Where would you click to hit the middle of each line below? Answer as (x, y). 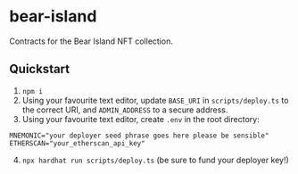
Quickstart (40, 69)
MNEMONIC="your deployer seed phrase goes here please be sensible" (139, 136)
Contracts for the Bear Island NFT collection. (91, 41)
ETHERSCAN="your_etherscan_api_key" (77, 143)
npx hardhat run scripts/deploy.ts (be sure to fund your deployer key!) (156, 160)
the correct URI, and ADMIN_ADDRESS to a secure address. (125, 110)
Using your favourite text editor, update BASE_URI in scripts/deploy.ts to (155, 100)
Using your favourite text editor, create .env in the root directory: (141, 119)
